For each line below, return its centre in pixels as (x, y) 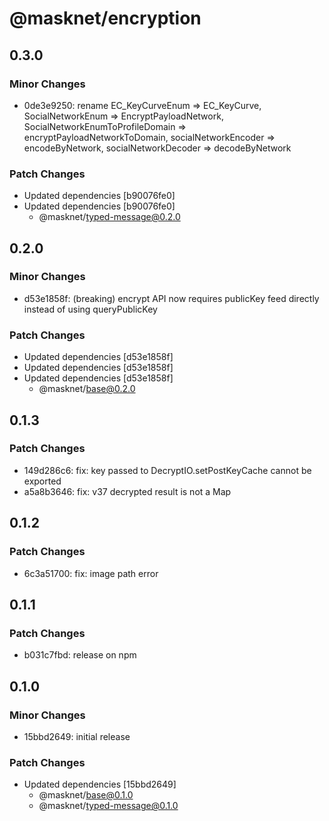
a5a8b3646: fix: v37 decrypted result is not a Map (127, 491)
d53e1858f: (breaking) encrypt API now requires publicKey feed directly (171, 298)
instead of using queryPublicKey (90, 309)
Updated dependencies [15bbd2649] (100, 784)
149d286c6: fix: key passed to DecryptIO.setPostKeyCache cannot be (167, 470)
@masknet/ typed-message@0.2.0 (109, 217)
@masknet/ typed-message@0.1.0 (108, 806)
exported (42, 481)
